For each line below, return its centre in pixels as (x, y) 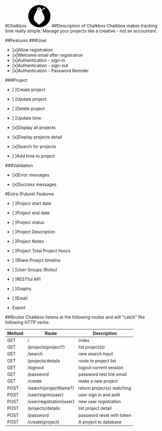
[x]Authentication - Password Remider (50, 71)
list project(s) (92, 347)
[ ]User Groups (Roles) (35, 270)
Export (19, 307)
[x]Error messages (31, 175)
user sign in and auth (99, 395)
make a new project (98, 381)
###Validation (19, 165)
